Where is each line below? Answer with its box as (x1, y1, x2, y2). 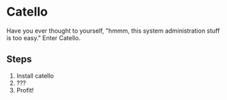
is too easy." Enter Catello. (6, 33, 81, 41)
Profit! (16, 86, 34, 94)
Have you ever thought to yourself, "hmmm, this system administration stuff (6, 27, 220, 35)
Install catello (16, 71, 54, 80)
